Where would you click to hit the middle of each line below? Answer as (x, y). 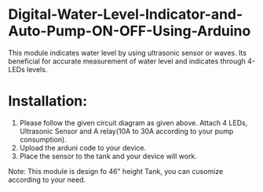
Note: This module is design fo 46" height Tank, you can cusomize (116, 171)
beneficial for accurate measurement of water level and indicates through (127, 61)
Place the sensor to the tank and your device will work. (108, 156)
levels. (37, 69)
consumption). (43, 139)
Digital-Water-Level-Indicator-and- (126, 14)
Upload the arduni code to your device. (83, 147)
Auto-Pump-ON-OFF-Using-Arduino (130, 31)
